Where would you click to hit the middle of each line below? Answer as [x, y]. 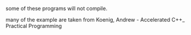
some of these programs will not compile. [57, 8]
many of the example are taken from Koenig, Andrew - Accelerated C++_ [95, 20]
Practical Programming [34, 26]
